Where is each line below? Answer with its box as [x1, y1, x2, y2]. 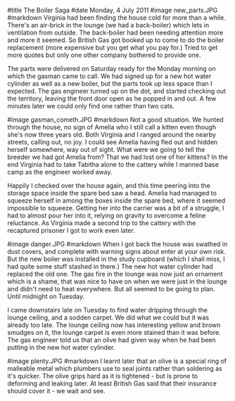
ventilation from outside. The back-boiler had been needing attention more [7, 28, 224, 37]
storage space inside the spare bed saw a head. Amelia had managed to [7, 189, 217, 197]
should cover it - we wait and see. [7, 387, 106, 395]
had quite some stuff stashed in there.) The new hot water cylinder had [7, 262, 213, 270]
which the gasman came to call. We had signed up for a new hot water [7, 72, 212, 80]
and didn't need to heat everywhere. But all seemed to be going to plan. [7, 285, 215, 293]
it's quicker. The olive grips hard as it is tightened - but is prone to [7, 372, 198, 380]
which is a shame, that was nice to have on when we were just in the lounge [7, 277, 227, 286]
